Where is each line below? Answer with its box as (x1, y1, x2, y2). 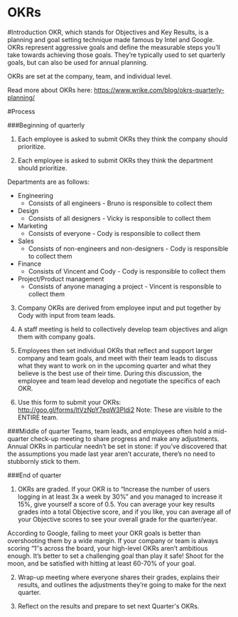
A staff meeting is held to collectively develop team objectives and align (17, 325, 228, 333)
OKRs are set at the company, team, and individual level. (7, 72, 173, 81)
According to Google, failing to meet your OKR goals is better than (7, 529, 201, 537)
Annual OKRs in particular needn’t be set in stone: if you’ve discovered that (7, 442, 227, 450)
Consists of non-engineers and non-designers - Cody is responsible (28, 244, 229, 253)
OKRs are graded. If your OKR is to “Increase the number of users (17, 484, 210, 493)
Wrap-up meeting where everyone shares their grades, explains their (17, 573, 220, 581)
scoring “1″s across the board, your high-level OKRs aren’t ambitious (7, 544, 208, 552)
